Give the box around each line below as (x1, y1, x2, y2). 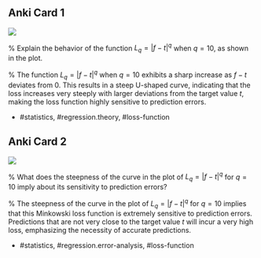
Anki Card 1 (8, 6, 65, 20)
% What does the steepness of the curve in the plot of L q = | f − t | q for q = (8, 171, 248, 183)
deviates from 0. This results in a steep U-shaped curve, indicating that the (8, 80, 251, 90)
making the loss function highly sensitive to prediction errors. (8, 97, 207, 106)
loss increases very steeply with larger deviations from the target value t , (8, 88, 244, 98)
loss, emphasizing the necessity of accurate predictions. (8, 226, 191, 235)
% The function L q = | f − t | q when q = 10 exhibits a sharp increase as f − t (8, 68, 248, 81)
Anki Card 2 (8, 135, 67, 149)
